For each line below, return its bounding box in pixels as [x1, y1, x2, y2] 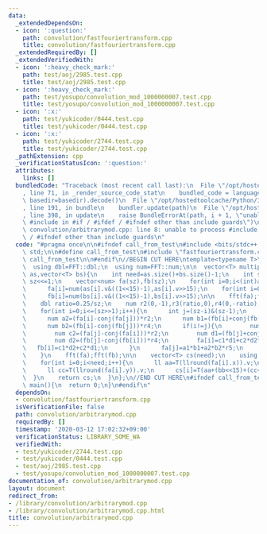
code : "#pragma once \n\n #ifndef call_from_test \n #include [15, 241, 212, 249]
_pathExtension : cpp [15, 152, 83, 160]
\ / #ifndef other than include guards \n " [22, 234, 165, 242]
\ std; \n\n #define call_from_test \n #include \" [22, 248, 183, 256]
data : [8, 11, 26, 20]
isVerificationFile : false [15, 403, 105, 412]
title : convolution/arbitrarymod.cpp [8, 514, 133, 522]
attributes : [15, 167, 56, 175]
